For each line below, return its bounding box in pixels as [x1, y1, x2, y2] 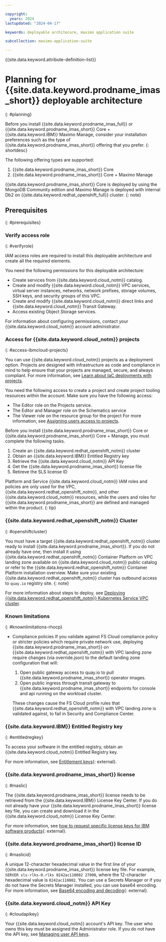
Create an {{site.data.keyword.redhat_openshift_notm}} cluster [12, 448, 141, 454]
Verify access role [5, 231, 50, 238]
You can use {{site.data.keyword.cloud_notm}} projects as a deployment [5, 357, 153, 363]
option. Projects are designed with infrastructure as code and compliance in [5, 362, 160, 368]
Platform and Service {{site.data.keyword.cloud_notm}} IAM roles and [5, 479, 148, 485]
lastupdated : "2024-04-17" [5, 21, 61, 26]
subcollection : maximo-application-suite [5, 39, 92, 44]
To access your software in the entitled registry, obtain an [5, 744, 123, 750]
